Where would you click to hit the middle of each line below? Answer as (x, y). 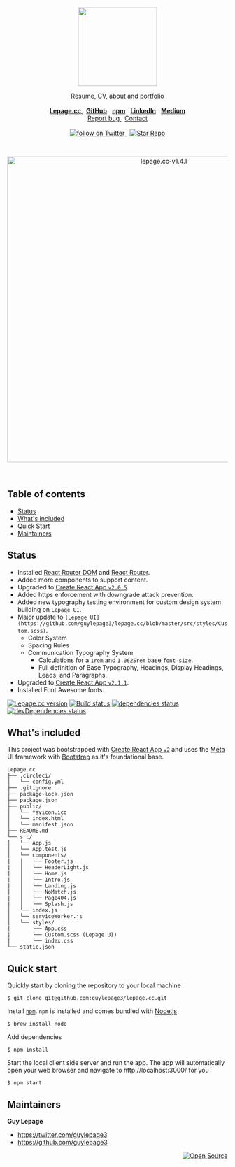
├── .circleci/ (29, 776)
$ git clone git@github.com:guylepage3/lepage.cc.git (87, 998)
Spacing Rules (49, 645)
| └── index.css (40, 941)
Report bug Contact (117, 118)
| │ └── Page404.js (42, 898)
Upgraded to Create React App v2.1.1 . (73, 682)
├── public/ (24, 807)
